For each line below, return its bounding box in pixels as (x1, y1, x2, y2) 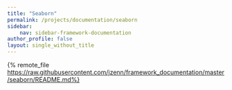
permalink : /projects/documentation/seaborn (7, 16, 138, 23)
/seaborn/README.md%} (7, 76, 80, 83)
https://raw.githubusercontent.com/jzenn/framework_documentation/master (7, 68, 225, 76)
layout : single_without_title (7, 42, 95, 49)
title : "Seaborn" (7, 10, 57, 17)
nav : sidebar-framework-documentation (19, 29, 132, 36)
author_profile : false (7, 36, 73, 43)
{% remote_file (7, 61, 50, 69)
